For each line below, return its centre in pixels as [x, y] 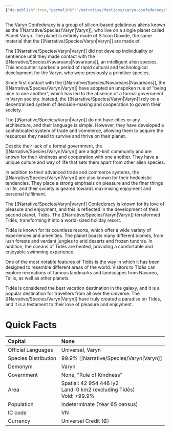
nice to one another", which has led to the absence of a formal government [84, 93]
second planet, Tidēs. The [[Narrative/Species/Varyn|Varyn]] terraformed [83, 214]
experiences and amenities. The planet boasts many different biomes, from [84, 235]
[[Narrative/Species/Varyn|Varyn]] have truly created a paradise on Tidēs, [83, 299]
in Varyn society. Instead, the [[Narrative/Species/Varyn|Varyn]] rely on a [82, 99]
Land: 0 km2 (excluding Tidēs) [98, 390]
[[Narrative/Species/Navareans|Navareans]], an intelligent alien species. [82, 61]
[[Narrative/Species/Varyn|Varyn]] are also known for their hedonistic [79, 178]
